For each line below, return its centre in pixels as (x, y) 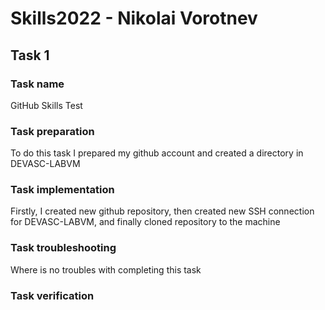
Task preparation (52, 131)
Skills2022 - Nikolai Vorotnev (134, 18)
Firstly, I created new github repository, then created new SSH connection (162, 211)
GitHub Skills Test (46, 105)
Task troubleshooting (63, 248)
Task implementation (62, 190)
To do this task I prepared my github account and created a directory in (157, 153)
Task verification (52, 295)
